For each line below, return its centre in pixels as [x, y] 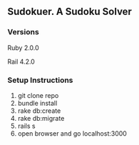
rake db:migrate [41, 118]
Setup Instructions [40, 80]
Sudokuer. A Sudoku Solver [69, 12]
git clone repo [38, 95]
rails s [26, 126]
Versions [23, 32]
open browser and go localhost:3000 [72, 133]
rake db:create [39, 111]
